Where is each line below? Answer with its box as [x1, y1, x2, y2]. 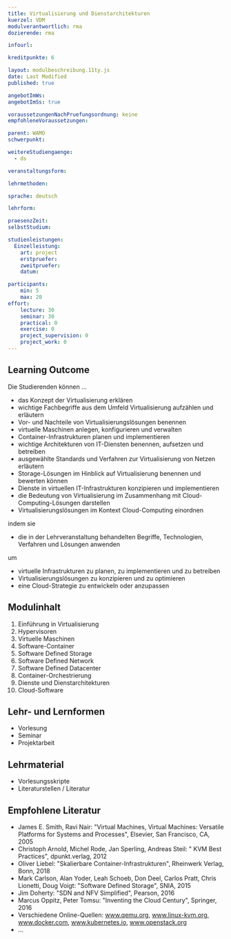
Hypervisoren [17, 627, 57, 635]
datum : [20, 269, 39, 275]
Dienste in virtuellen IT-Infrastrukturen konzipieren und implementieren [17, 484, 220, 492]
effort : [8, 300, 30, 307]
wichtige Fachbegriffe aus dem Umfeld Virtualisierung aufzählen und [17, 403, 214, 412]
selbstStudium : [8, 224, 52, 231]
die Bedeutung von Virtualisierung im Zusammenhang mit [17, 491, 181, 499]
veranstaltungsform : [8, 167, 68, 175]
